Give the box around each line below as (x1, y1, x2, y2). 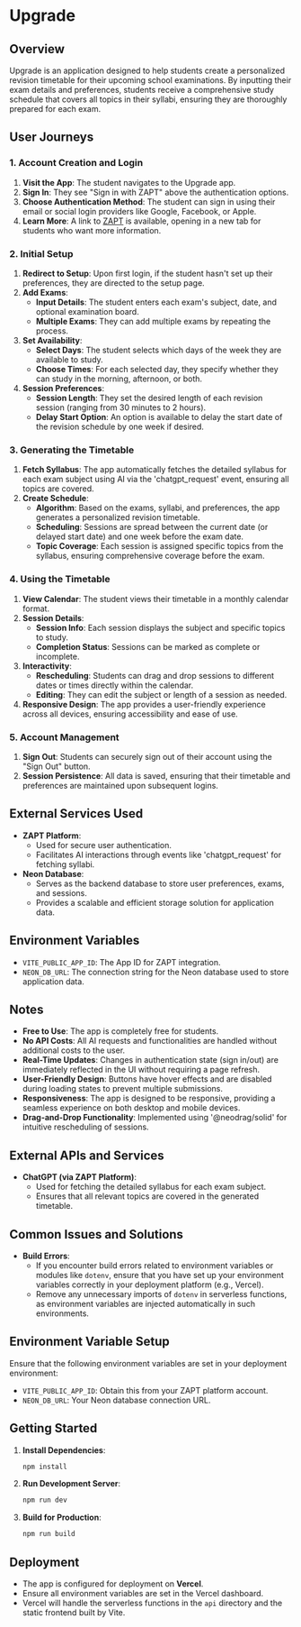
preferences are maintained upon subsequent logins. (22, 780, 218, 791)
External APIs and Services (9, 1147, 164, 1163)
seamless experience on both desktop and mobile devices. (22, 1102, 241, 1113)
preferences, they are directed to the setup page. (22, 277, 205, 288)
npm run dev (22, 1495, 67, 1505)
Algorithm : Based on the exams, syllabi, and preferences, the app (35, 502, 280, 514)
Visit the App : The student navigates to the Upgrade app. (22, 177, 236, 187)
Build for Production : (22, 1512, 102, 1523)
